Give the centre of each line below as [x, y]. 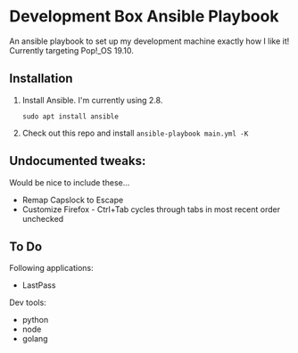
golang [35, 339]
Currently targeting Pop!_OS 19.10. [71, 50]
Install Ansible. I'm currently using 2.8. [92, 100]
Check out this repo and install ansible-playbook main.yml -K [135, 133]
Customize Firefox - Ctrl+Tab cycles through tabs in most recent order [151, 209]
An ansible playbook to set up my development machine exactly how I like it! [149, 41]
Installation [41, 79]
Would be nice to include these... [70, 182]
